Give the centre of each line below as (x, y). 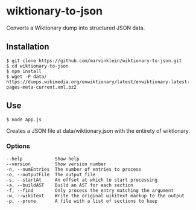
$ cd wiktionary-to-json (37, 66)
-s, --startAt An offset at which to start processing (82, 180)
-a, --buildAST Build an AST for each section (70, 185)
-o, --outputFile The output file (51, 174)
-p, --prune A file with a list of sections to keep (82, 201)
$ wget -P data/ (27, 77)
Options (18, 146)
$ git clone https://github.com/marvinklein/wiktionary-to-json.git (94, 61)
